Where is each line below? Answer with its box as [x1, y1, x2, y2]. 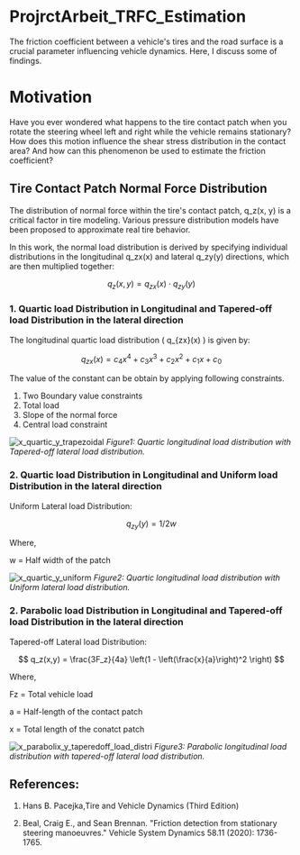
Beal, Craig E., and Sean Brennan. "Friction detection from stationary [22, 818, 277, 829]
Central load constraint [22, 419, 108, 430]
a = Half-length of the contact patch [9, 705, 143, 717]
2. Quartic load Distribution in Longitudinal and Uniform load [9, 468, 278, 481]
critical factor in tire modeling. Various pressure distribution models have [9, 214, 279, 225]
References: [9, 777, 79, 792]
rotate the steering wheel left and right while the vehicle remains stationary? [9, 126, 291, 137]
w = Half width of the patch [9, 555, 111, 566]
